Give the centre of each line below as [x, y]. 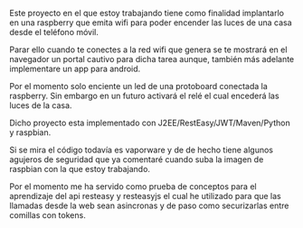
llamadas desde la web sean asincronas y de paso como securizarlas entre [149, 205]
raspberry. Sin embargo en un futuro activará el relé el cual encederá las [144, 96]
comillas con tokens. [47, 215]
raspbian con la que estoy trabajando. [80, 169]
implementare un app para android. [75, 68]
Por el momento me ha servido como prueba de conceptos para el [133, 187]
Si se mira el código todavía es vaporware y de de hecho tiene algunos [142, 150]
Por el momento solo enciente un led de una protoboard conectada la [139, 86]
